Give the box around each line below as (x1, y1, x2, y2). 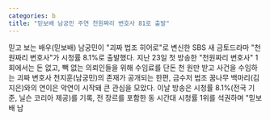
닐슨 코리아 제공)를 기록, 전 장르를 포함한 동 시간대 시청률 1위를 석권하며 (19, 93, 244, 102)
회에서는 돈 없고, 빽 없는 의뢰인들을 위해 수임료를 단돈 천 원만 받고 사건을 (8, 62, 237, 72)
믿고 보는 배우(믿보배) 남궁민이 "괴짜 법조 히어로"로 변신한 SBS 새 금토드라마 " (8, 42, 255, 52)
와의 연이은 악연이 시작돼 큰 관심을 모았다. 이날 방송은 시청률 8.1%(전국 (23, 82, 247, 93)
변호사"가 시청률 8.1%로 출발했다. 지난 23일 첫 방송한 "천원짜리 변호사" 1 (29, 52, 259, 62)
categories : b (8, 11, 57, 20)
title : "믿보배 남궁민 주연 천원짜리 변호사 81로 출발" (8, 19, 170, 27)
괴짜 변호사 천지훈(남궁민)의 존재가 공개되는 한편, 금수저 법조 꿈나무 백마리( (16, 72, 253, 82)
